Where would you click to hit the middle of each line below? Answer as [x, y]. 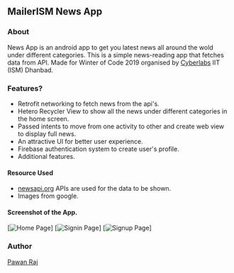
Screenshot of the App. [43, 212]
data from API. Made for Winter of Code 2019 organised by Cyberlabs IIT [114, 62]
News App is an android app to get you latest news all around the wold [111, 47]
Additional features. [46, 156]
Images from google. [48, 196]
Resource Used [30, 172]
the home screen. [43, 118]
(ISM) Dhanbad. [30, 69]
